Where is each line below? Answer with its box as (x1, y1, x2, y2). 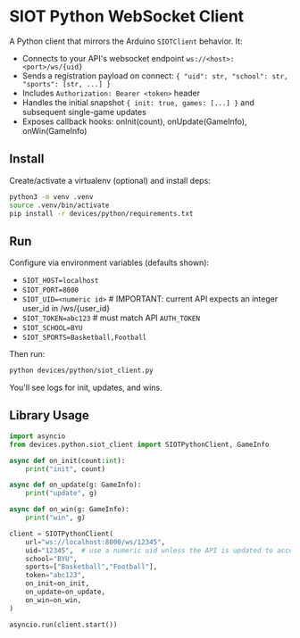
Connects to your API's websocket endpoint (21, 53, 185, 63)
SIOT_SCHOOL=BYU (21, 324, 83, 333)
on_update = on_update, (25, 587, 105, 596)
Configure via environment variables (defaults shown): (9, 257, 210, 269)
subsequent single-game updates (21, 106, 147, 117)
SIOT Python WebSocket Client (9, 6, 245, 27)
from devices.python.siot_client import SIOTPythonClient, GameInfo (9, 440, 270, 449)
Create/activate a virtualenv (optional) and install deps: (9, 175, 212, 186)
